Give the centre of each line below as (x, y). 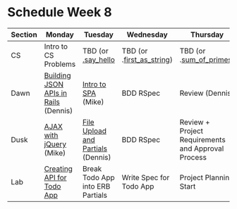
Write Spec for (146, 177)
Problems (60, 64)
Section (24, 34)
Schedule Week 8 (60, 12)
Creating (58, 168)
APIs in (56, 93)
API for (55, 177)
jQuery (55, 144)
